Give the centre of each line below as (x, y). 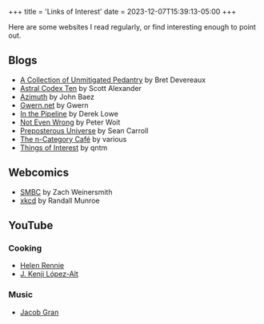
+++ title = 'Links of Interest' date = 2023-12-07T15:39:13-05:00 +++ (122, 12)
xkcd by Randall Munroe (60, 200)
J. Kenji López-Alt (49, 274)
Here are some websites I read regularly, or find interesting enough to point (132, 27)
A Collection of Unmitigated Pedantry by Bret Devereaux (113, 80)
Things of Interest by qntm (64, 148)
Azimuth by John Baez (57, 97)
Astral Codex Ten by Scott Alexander (81, 88)
